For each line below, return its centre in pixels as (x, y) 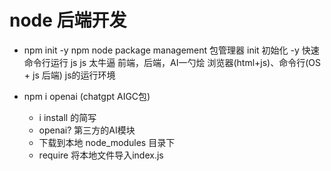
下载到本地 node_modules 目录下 (107, 142)
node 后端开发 (68, 20)
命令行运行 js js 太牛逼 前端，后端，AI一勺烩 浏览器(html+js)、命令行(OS (172, 62)
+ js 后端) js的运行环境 (69, 75)
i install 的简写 (67, 117)
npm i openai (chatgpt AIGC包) (87, 96)
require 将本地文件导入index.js (101, 155)
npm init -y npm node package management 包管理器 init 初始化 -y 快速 (171, 50)
